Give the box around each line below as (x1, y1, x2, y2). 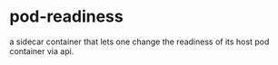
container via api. (9, 45, 74, 56)
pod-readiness (9, 6, 124, 27)
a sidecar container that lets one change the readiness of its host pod (9, 36, 270, 47)
